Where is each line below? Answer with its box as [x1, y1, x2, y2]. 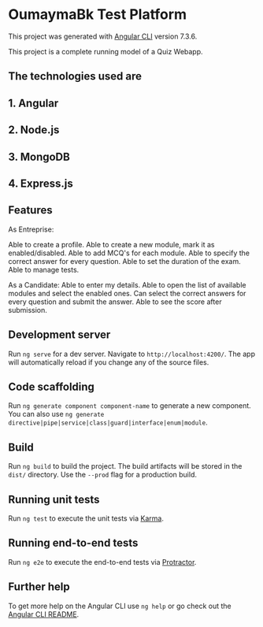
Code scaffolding [8, 380, 94, 393]
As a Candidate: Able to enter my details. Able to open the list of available [8, 280, 246, 289]
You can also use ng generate [8, 410, 105, 419]
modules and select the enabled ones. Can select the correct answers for [8, 288, 246, 298]
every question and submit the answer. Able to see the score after [8, 297, 222, 306]
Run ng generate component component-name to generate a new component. [8, 401, 252, 410]
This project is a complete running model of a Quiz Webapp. [8, 46, 203, 56]
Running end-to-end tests [8, 536, 139, 550]
